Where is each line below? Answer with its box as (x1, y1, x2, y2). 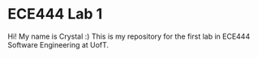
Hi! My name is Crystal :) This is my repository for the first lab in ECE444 (7, 31, 251, 41)
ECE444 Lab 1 (7, 5, 103, 23)
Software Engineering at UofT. (7, 39, 110, 49)
